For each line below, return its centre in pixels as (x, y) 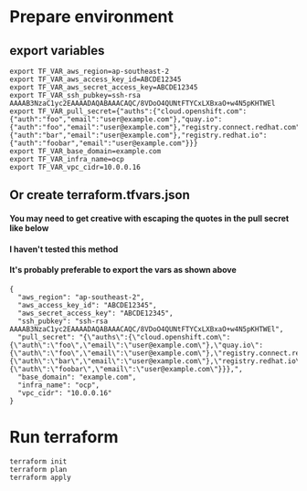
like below (29, 228)
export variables (57, 51)
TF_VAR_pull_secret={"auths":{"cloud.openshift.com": (143, 111)
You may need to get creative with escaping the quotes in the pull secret (149, 218)
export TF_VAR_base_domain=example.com (85, 151)
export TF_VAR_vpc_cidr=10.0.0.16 (75, 167)
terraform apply (40, 477)
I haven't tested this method (64, 249)
